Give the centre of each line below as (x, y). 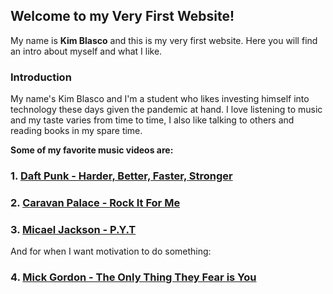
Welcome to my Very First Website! (122, 16)
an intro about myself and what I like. (86, 51)
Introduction (41, 77)
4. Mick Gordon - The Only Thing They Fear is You (133, 277)
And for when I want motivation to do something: (111, 251)
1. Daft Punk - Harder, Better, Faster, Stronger (121, 176)
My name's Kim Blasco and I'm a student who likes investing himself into (160, 99)
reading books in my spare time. (76, 131)
